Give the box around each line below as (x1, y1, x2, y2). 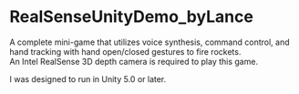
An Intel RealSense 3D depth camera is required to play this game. (9, 56, 258, 67)
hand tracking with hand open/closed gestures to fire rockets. (9, 46, 242, 57)
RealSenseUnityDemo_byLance (9, 6, 253, 27)
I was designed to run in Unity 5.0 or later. (9, 73, 167, 84)
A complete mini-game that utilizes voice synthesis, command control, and (9, 37, 290, 47)
